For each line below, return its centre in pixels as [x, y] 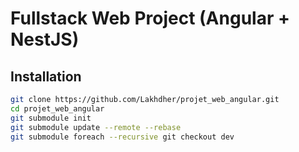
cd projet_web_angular [57, 108]
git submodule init [51, 118]
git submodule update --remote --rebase [96, 127]
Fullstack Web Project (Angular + [150, 18]
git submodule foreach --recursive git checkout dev [122, 137]
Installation [46, 76]
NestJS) [45, 39]
